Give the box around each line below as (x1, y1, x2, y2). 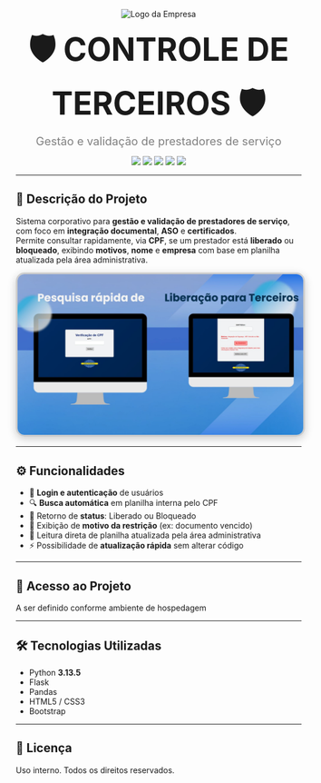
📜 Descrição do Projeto (15, 192, 148, 207)
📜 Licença (15, 740, 73, 756)
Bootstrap (28, 705, 66, 717)
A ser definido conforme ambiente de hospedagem (15, 602, 207, 613)
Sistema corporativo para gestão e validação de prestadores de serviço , (15, 215, 290, 226)
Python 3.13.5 (28, 667, 82, 678)
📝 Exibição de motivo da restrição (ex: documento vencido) (28, 520, 253, 531)
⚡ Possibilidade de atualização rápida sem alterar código (28, 540, 244, 551)
